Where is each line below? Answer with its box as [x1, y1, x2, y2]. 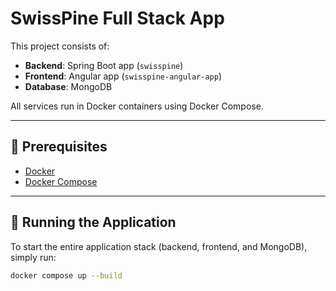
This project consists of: [10, 40, 110, 52]
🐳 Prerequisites [10, 138, 108, 156]
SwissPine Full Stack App [10, 7, 225, 30]
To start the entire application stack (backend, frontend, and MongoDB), [10, 240, 308, 252]
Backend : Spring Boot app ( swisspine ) [24, 59, 184, 71]
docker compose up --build [10, 270, 123, 281]
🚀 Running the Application [10, 214, 177, 231]
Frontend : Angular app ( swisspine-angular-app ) [24, 70, 223, 82]
